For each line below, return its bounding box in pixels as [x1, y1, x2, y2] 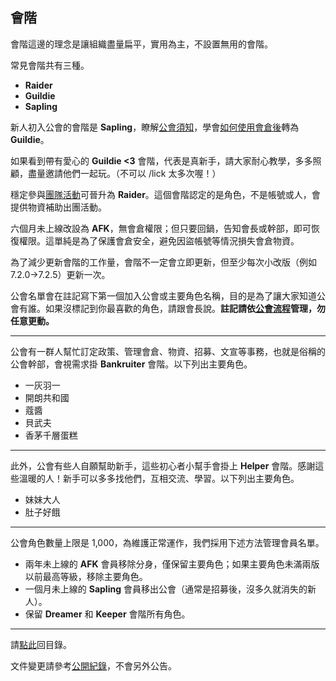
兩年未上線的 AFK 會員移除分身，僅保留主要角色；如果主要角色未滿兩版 [24, 558, 320, 570]
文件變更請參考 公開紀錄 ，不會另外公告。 [10, 659, 177, 672]
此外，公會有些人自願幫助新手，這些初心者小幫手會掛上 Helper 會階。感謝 [10, 459, 316, 472]
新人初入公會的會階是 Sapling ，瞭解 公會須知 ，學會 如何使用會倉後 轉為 [10, 121, 300, 133]
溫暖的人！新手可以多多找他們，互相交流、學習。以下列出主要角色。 [18, 472, 300, 484]
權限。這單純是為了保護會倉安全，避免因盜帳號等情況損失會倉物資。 [18, 234, 300, 247]
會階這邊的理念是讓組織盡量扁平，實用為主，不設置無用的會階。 [10, 38, 273, 50]
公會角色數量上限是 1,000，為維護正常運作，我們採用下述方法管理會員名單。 [10, 536, 325, 548]
